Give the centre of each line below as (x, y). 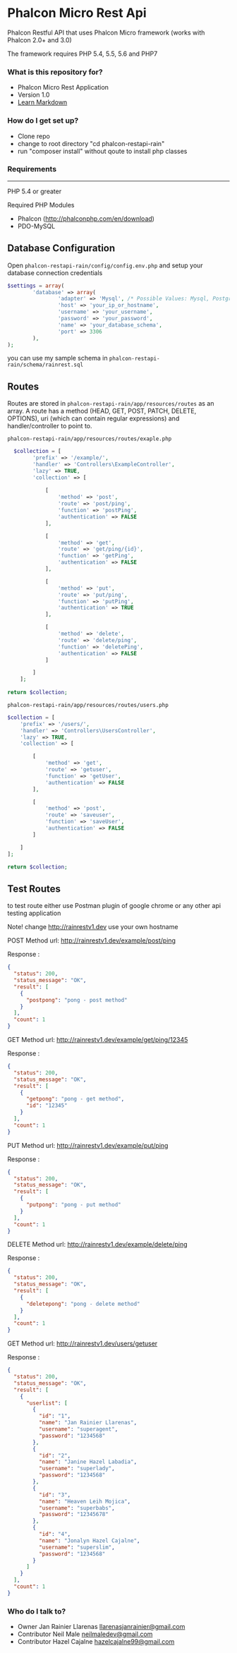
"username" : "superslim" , (77, 1547)
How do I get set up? (43, 121)
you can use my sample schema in (57, 358)
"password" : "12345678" (74, 1515)
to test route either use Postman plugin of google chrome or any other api (114, 906)
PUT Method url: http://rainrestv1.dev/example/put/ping (88, 1145)
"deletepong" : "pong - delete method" (83, 1304)
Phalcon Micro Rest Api (77, 13)
